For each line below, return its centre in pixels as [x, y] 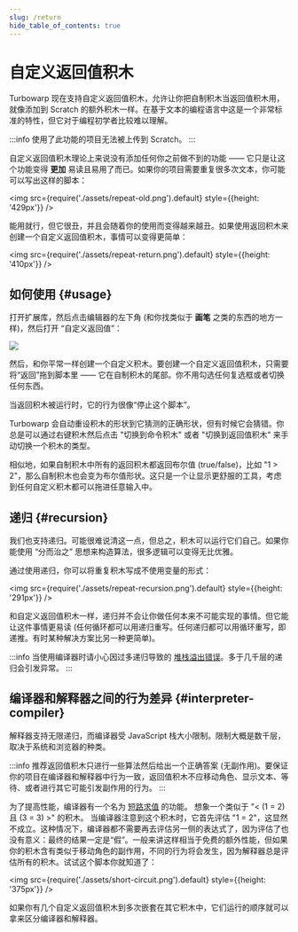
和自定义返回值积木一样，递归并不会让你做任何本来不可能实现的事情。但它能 [149, 616]
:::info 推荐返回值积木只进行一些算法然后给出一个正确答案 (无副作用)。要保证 [149, 765]
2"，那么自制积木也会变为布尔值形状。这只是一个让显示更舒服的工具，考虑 [145, 476]
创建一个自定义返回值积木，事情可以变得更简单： [98, 237]
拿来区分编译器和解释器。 [56, 918]
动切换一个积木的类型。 [52, 446]
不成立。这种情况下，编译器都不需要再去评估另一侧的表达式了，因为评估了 [145, 828]
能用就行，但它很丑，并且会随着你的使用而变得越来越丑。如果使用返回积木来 [149, 226]
